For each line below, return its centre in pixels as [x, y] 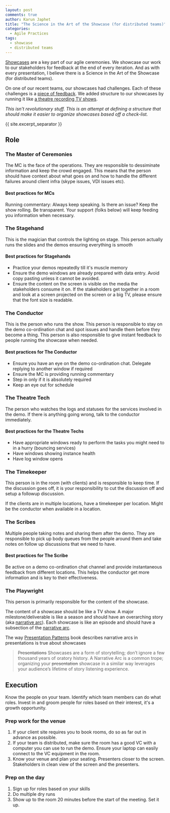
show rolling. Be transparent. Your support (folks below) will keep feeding [82, 210]
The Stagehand [25, 228]
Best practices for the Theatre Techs [45, 431]
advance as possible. [35, 737]
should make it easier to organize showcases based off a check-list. [77, 114]
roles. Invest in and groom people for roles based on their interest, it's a [80, 702]
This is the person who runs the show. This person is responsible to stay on [84, 324]
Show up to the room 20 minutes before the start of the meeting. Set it [86, 799]
